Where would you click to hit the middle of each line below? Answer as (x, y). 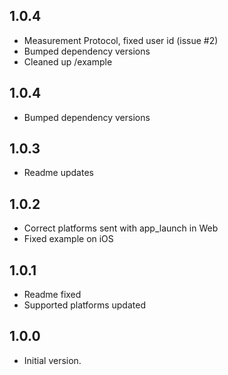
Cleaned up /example (68, 61)
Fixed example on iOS (68, 239)
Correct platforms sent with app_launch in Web (121, 228)
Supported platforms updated (84, 305)
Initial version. (52, 360)
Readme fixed (52, 295)
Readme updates (58, 173)
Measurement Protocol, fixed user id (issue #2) (121, 40)
